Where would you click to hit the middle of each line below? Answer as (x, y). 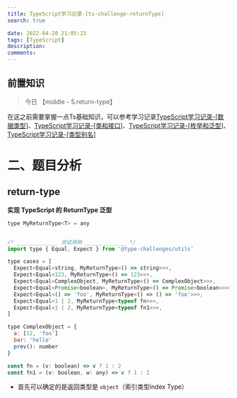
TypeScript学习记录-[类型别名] (52, 134)
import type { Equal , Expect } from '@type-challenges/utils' (101, 249)
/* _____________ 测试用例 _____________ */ (72, 242)
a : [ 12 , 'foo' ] (36, 334)
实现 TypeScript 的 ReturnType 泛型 (60, 210)
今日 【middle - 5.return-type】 (70, 101)
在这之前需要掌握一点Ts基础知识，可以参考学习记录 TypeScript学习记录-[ (113, 117)
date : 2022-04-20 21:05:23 (47, 33)
